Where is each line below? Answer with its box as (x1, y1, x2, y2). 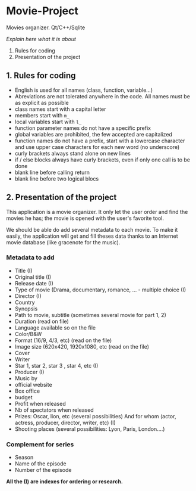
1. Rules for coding (6, 70, 76, 81)
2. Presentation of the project (6, 192, 117, 203)
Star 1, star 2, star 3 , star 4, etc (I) (14, 362, 99, 369)
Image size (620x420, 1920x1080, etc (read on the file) (14, 343, 150, 350)
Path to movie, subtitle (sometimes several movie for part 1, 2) (14, 311, 166, 318)
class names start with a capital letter (14, 105, 106, 113)
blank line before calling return (14, 169, 90, 176)
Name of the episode (14, 460, 67, 467)
